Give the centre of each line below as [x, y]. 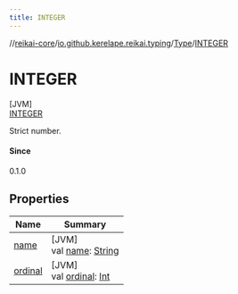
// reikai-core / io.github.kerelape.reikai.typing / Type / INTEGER [119, 43]
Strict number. [35, 130]
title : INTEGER [37, 17]
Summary [85, 224]
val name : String [85, 250]
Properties [39, 199]
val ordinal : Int [81, 276]
